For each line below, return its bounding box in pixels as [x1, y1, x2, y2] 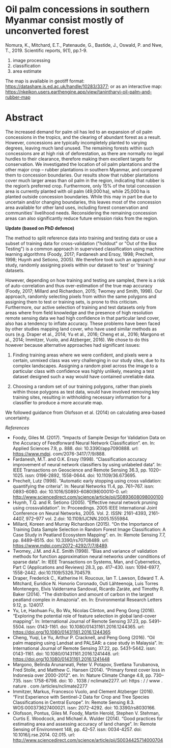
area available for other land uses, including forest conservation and [5, 204, 149, 211]
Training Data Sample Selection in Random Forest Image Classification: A [12, 526, 166, 532]
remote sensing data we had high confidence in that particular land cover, [5, 315, 160, 321]
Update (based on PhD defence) [5, 225, 75, 231]
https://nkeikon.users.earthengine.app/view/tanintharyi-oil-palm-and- [5, 88, 152, 95]
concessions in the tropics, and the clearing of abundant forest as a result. [5, 134, 161, 140]
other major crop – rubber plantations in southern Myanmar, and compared [5, 166, 162, 172]
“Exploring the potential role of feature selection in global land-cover [12, 613, 157, 619]
